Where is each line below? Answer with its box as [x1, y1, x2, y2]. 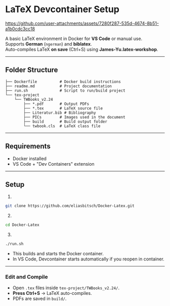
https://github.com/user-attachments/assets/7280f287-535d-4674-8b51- [5, 20, 159, 26]
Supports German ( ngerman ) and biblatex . [5, 41, 92, 47]
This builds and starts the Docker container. [12, 251, 104, 256]
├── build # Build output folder [23, 119, 108, 124]
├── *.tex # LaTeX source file [23, 105, 103, 111]
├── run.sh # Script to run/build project [5, 88, 125, 93]
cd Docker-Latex [5, 222, 39, 227]
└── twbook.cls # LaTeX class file [23, 123, 101, 129]
